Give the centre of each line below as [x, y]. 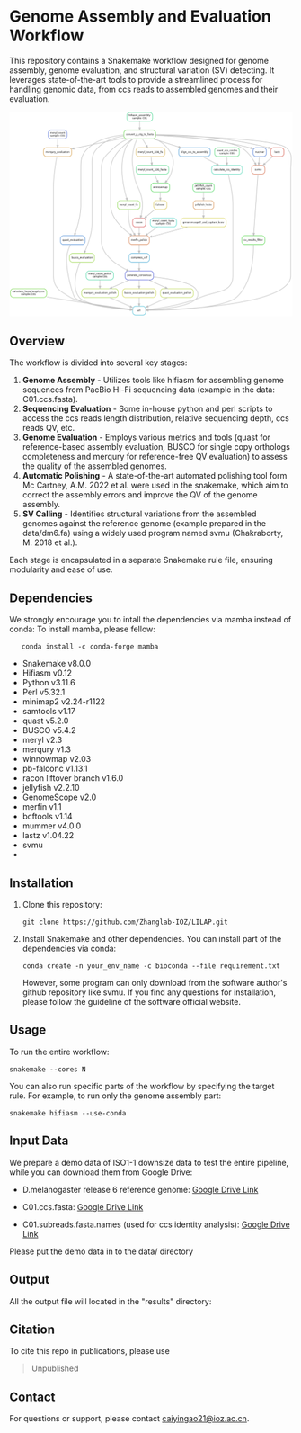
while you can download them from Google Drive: [101, 1172]
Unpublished [55, 1368]
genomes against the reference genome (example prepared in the [144, 524]
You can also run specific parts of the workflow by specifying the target [142, 1086]
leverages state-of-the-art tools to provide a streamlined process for [136, 79]
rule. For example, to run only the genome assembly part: [115, 1096]
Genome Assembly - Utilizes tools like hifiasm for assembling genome [153, 381]
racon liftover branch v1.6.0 [73, 778]
